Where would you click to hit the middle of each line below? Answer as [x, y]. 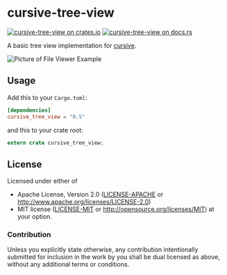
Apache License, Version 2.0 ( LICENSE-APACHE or [90, 194]
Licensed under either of [42, 181]
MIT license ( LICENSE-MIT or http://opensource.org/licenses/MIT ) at [116, 209]
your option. [34, 217]
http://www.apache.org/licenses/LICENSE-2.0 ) [84, 202]
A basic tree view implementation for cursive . [72, 45]
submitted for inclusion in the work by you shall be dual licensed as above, [114, 257]
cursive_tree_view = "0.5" [46, 117]
